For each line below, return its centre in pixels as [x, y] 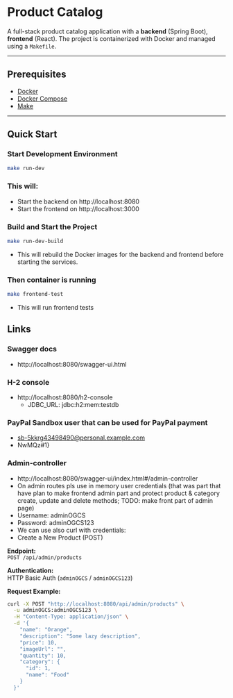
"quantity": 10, [43, 656]
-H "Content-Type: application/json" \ [71, 617]
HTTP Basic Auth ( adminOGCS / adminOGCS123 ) [70, 578]
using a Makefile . [32, 46]
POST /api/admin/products [44, 557]
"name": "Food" [48, 675]
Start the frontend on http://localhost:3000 [78, 208]
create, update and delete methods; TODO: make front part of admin [115, 500]
